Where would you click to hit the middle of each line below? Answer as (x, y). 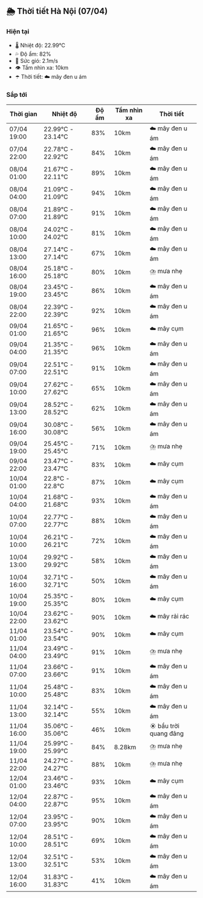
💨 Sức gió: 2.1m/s (37, 61)
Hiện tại (18, 31)
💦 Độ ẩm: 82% (33, 54)
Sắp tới (17, 94)
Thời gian (24, 114)
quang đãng (167, 733)
